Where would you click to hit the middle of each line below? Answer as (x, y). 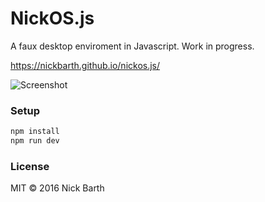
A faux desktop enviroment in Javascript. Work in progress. (132, 46)
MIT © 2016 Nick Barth (57, 188)
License (30, 166)
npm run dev (35, 141)
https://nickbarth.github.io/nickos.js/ (85, 65)
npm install (35, 132)
